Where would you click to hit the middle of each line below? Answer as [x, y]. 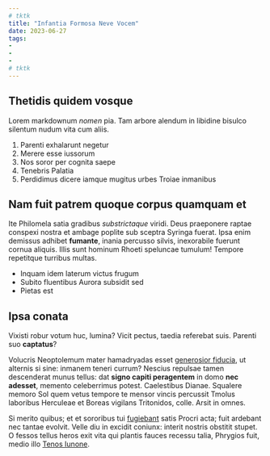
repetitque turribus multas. [53, 258]
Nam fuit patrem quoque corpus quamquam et [127, 204]
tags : [17, 38]
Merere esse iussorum [57, 153]
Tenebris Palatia [47, 170]
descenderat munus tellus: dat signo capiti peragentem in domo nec [124, 377]
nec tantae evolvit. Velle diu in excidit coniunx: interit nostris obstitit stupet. [133, 427]
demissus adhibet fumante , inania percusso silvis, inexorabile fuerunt [124, 241]
